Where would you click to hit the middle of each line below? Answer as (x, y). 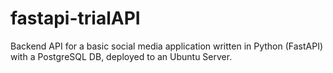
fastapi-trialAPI (75, 18)
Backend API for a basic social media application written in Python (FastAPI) (167, 46)
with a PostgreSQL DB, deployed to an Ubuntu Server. (121, 56)
